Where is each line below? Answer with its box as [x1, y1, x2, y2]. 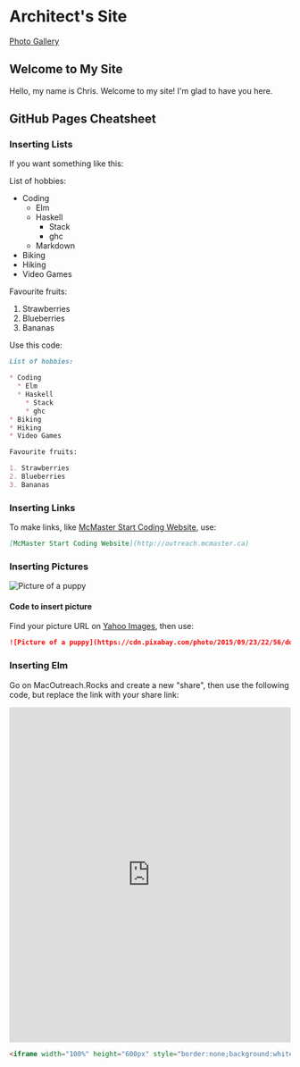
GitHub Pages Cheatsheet [9, 112, 156, 127]
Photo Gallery [9, 36, 60, 46]
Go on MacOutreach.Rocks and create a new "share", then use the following [9, 679, 290, 690]
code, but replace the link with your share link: [9, 689, 179, 700]
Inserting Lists [9, 139, 73, 151]
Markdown [35, 240, 76, 251]
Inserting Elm [9, 660, 69, 672]
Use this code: [9, 340, 62, 350]
